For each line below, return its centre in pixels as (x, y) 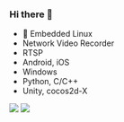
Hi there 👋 (31, 14)
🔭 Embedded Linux (57, 34)
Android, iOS (46, 63)
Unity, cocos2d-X (55, 91)
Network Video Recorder (68, 43)
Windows (40, 72)
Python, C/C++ (50, 82)
